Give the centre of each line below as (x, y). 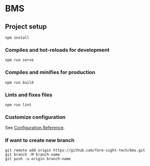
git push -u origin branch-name (38, 159)
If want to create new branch (40, 141)
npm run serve (20, 60)
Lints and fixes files (29, 95)
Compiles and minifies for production (50, 72)
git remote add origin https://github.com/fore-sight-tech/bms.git (75, 150)
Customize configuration (35, 117)
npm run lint (18, 105)
